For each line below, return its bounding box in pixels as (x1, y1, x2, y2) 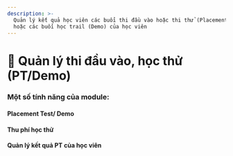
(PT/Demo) (7, 67, 71, 83)
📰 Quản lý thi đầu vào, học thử (7, 53, 183, 69)
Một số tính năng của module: (7, 92, 110, 102)
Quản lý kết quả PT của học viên (7, 141, 102, 150)
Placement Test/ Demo (7, 110, 74, 118)
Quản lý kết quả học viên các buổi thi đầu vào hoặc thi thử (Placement (13, 17, 228, 24)
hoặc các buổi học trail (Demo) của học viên (13, 23, 148, 30)
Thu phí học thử (7, 125, 54, 134)
